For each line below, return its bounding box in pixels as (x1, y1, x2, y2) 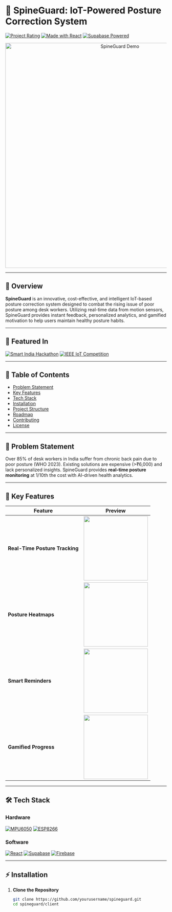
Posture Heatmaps (8, 611, 55, 618)
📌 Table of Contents (5, 370, 70, 379)
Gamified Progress (8, 743, 55, 750)
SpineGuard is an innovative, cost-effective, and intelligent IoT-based (5, 295, 152, 301)
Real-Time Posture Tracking (8, 545, 79, 552)
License (12, 422, 30, 428)
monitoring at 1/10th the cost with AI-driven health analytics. (5, 472, 134, 478)
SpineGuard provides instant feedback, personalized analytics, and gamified (5, 312, 166, 318)
